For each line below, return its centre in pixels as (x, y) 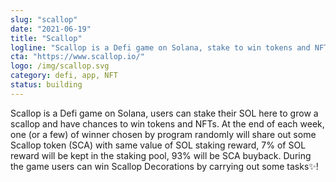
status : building (46, 85)
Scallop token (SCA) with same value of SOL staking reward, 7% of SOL (158, 145)
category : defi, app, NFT (64, 76)
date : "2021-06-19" (51, 29)
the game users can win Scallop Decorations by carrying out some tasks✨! (164, 166)
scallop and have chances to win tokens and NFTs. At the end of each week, (167, 123)
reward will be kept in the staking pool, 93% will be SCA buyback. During (161, 155)
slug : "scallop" (44, 19)
